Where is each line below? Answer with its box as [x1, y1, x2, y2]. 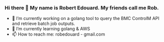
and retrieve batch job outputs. [11, 21, 76, 26]
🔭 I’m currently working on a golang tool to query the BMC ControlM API [11, 16, 160, 21]
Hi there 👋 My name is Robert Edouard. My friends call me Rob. [4, 4, 159, 11]
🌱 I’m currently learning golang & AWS [11, 26, 90, 32]
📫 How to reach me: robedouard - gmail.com [11, 31, 105, 37]
